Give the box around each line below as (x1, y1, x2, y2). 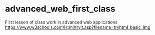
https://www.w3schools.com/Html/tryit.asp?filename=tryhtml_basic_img (5, 24, 151, 30)
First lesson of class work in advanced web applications (5, 19, 118, 25)
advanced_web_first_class (5, 3, 116, 14)
